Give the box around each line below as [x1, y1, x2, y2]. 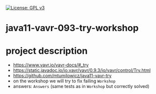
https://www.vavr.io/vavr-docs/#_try [13, 62, 89, 68]
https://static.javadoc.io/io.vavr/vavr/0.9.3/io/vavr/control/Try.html [13, 67, 151, 73]
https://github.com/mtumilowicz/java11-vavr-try [13, 73, 112, 79]
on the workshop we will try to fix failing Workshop [13, 78, 116, 84]
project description [6, 45, 88, 57]
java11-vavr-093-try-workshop [6, 23, 139, 34]
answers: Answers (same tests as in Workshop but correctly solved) [13, 83, 149, 89]
